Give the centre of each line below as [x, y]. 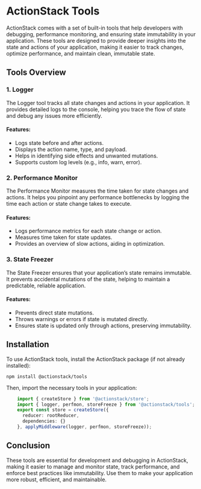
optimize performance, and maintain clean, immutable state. [81, 53]
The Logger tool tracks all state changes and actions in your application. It [98, 103]
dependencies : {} [44, 421]
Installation [28, 344]
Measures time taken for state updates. [63, 237]
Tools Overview [36, 73]
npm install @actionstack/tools [47, 376]
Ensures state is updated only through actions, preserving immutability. [103, 325]
